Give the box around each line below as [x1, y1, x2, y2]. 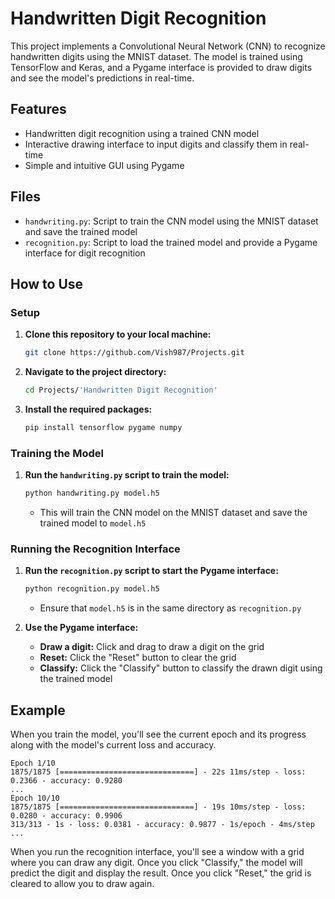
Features [10, 101, 67, 118]
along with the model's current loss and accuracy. [10, 739, 217, 751]
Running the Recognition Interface [10, 542, 181, 556]
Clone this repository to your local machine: [24, 328, 212, 341]
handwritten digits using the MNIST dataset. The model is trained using [10, 50, 303, 62]
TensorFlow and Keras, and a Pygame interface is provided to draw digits [10, 61, 313, 73]
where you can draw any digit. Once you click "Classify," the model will [10, 857, 303, 869]
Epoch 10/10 [10, 793, 60, 804]
